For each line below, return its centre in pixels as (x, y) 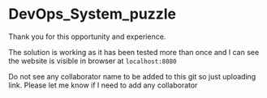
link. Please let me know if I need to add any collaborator (103, 85)
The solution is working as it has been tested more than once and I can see (134, 52)
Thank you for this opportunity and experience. (87, 36)
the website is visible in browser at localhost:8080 (93, 61)
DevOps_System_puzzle (93, 14)
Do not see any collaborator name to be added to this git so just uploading (132, 76)
